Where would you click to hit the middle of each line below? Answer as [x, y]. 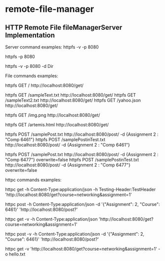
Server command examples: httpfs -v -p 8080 [52, 47]
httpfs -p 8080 [20, 56]
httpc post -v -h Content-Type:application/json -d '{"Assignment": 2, [75, 234]
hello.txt [17, 254]
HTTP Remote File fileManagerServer [64, 27]
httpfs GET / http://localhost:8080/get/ [44, 85]
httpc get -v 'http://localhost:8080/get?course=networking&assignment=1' [81, 249]
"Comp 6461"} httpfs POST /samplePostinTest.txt [55, 139]
